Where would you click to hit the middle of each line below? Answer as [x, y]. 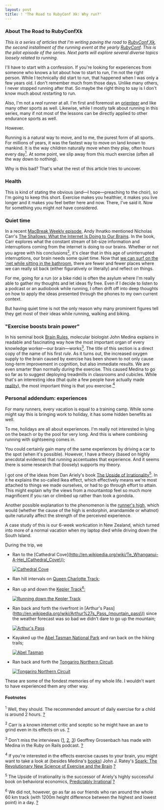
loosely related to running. [32, 57]
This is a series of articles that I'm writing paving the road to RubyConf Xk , [81, 42]
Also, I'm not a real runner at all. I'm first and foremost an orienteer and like [81, 103]
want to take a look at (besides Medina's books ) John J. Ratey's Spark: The [81, 761]
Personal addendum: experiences [46, 398]
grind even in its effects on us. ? [37, 730]
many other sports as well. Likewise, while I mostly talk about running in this [82, 108]
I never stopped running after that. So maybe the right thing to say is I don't [81, 88]
